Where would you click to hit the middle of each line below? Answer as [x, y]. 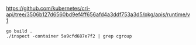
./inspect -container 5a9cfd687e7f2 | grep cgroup [69, 36]
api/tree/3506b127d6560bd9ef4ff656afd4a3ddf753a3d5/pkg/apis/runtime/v [98, 14]
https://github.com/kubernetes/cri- [48, 8]
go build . [19, 31]
